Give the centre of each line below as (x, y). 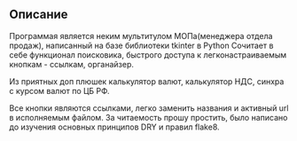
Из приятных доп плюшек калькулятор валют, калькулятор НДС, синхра (147, 81)
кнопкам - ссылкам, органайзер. (72, 64)
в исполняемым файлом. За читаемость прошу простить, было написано (148, 117)
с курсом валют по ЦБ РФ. (59, 90)
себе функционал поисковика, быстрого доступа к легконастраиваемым (148, 55)
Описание (39, 15)
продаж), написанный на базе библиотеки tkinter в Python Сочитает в (141, 45)
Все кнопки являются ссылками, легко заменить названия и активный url (149, 108)
